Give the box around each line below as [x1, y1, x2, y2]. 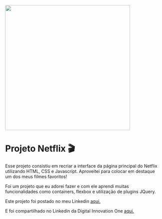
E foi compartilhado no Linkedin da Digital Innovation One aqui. [5, 207, 135, 214]
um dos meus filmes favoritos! [5, 173, 67, 179]
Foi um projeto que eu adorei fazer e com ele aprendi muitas [5, 183, 129, 189]
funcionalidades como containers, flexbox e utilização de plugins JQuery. [5, 188, 156, 194]
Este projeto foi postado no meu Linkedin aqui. [5, 198, 101, 204]
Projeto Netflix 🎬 [5, 143, 75, 154]
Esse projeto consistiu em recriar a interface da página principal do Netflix [5, 162, 158, 169]
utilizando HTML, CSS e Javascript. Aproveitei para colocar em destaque [5, 168, 156, 174]
